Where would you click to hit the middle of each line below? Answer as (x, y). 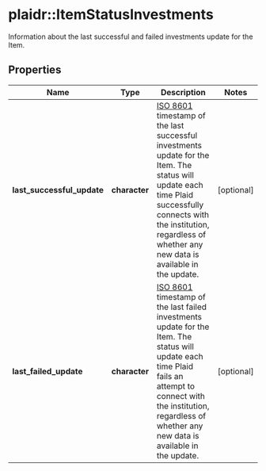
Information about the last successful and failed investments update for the (131, 36)
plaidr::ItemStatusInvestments (111, 15)
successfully (180, 205)
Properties (35, 70)
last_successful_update (58, 190)
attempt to (176, 386)
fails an (170, 376)
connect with (181, 396)
